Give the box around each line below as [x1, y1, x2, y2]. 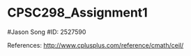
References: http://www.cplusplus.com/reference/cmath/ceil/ [7, 41, 184, 49]
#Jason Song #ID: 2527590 [7, 28, 86, 36]
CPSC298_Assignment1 [7, 5, 148, 21]
